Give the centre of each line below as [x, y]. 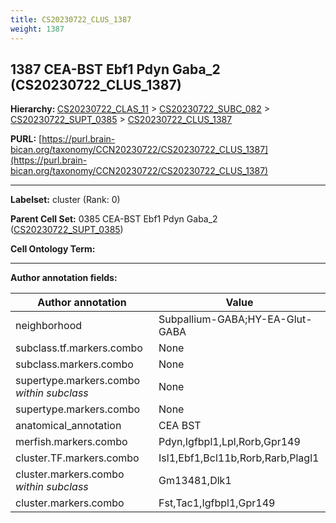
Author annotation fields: [64, 278]
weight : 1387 [37, 29]
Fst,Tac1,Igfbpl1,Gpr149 [217, 503]
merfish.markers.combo [71, 442]
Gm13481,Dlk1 [195, 481]
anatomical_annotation [68, 426]
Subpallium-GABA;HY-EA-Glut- [235, 319]
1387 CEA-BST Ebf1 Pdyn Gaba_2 [115, 69]
